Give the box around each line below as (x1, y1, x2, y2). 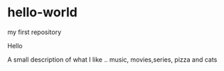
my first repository (7, 28, 62, 36)
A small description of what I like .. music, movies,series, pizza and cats (7, 55, 218, 64)
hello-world (7, 4, 78, 21)
